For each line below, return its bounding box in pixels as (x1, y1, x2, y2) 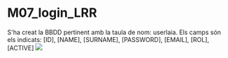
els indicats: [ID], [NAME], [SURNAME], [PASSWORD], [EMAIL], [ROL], (7, 35, 210, 43)
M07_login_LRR (7, 5, 97, 21)
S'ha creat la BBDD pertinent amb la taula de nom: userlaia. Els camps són (7, 28, 222, 36)
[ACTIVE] (7, 43, 34, 52)
